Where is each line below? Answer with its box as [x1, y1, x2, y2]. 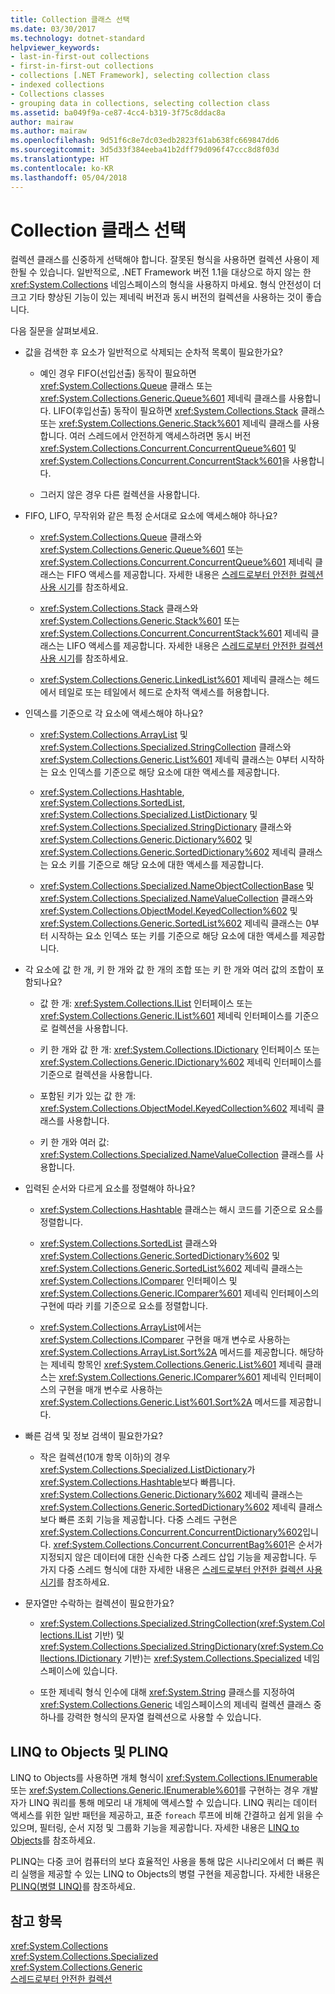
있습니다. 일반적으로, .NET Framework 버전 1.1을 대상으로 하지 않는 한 [39, 266, 312, 278]
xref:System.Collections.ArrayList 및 [39, 729, 188, 741]
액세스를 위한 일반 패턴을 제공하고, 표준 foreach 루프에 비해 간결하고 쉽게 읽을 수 [10, 1809, 324, 1821]
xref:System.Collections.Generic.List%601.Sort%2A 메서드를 [39, 1396, 288, 1408]
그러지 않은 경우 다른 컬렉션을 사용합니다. [39, 489, 201, 501]
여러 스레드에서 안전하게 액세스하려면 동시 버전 [69, 430, 252, 442]
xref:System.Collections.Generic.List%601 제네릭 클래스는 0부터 [39, 754, 298, 766]
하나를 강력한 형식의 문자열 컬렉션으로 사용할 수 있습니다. [39, 1711, 262, 1723]
